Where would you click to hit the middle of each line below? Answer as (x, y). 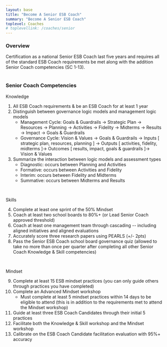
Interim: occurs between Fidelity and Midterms (68, 175)
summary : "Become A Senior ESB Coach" (46, 19)
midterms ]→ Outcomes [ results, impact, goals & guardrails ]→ (85, 148)
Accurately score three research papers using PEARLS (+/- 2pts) (80, 236)
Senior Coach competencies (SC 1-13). (45, 67)
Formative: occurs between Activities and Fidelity (71, 170)
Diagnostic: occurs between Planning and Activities (73, 164)
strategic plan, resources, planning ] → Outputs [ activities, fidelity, (89, 143)
